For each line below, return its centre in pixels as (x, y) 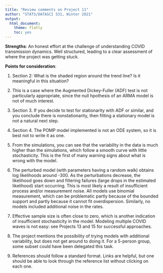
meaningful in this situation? (40, 81)
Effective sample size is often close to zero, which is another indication (84, 216)
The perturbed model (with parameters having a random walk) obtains (83, 170)
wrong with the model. (35, 161)
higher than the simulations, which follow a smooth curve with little (79, 150)
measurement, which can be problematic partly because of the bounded (85, 196)
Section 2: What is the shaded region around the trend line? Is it (76, 76)
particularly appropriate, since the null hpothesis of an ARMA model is (83, 96)
